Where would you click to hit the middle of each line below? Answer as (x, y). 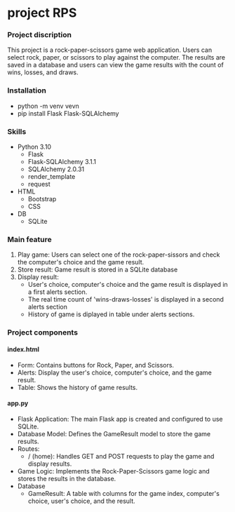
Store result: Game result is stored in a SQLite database (98, 270)
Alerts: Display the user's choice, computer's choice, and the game (114, 372)
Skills (17, 131)
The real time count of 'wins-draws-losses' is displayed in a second (126, 299)
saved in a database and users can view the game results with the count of (116, 65)
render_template (52, 177)
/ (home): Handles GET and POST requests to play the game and (121, 456)
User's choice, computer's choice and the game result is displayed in (128, 285)
